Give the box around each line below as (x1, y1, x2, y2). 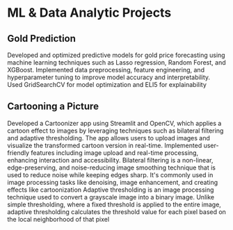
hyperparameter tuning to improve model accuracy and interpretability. (7, 73, 211, 81)
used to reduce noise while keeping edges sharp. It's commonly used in (7, 170, 214, 179)
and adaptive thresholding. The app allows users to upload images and (7, 133, 211, 142)
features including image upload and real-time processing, (31, 148, 199, 157)
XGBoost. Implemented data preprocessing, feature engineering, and (7, 66, 205, 74)
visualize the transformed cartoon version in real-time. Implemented (7, 141, 202, 149)
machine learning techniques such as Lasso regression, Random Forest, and (7, 58, 226, 67)
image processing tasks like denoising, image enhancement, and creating (7, 178, 218, 186)
